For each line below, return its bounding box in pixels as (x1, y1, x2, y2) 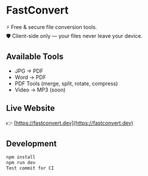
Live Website (6, 103, 55, 113)
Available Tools (6, 51, 64, 62)
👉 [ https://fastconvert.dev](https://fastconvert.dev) (6, 119, 134, 126)
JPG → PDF (14, 67, 43, 74)
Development (6, 138, 57, 148)
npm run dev (6, 160, 36, 166)
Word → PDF (14, 73, 46, 80)
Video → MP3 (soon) (14, 86, 66, 93)
